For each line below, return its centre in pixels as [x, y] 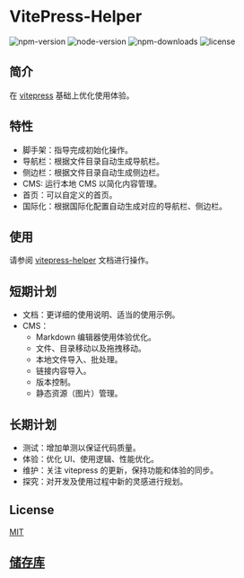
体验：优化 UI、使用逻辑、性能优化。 [90, 459]
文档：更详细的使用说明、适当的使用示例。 [101, 315]
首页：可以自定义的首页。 [70, 194]
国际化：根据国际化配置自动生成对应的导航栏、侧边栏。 [124, 206]
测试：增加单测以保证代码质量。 [81, 448]
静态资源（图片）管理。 [79, 394]
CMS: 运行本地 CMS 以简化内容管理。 [92, 183]
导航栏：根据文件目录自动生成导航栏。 [93, 161]
